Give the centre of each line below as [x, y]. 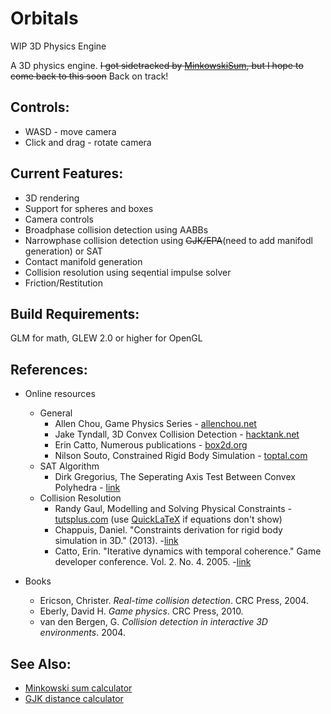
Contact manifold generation [83, 261]
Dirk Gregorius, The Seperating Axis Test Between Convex [175, 477]
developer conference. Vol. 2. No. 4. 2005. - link [153, 562]
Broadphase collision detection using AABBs [116, 229]
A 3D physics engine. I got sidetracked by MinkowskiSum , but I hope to [157, 65]
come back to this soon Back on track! [89, 76]
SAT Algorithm [69, 466]
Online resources [60, 394]
